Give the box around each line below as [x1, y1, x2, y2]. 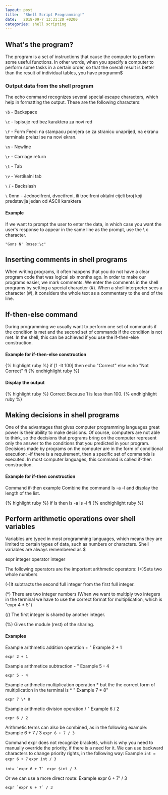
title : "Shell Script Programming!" [5, 12, 85, 17]
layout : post [5, 7, 33, 13]
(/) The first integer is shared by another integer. [5, 611, 105, 617]
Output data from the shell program [5, 82, 94, 89]
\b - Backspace [5, 109, 38, 115]
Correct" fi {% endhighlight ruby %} [5, 368, 80, 374]
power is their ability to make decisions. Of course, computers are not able [5, 429, 160, 435]
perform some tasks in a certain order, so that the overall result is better [5, 64, 155, 71]
